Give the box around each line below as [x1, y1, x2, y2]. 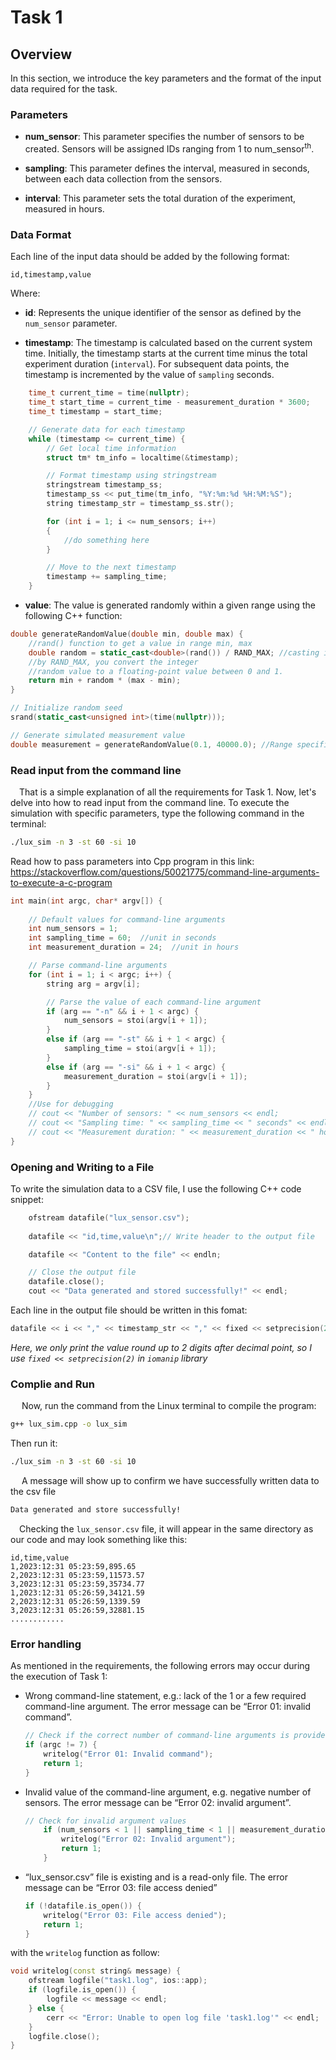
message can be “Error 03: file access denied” [24, 1881, 218, 1893]
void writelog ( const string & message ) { [10, 1966, 182, 1976]
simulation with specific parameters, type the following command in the [10, 807, 305, 819]
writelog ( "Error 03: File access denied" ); [43, 1910, 227, 1920]
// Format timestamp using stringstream [46, 471, 217, 481]
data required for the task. [10, 83, 118, 95]
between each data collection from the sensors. [24, 172, 223, 185]
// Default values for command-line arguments [28, 914, 226, 925]
